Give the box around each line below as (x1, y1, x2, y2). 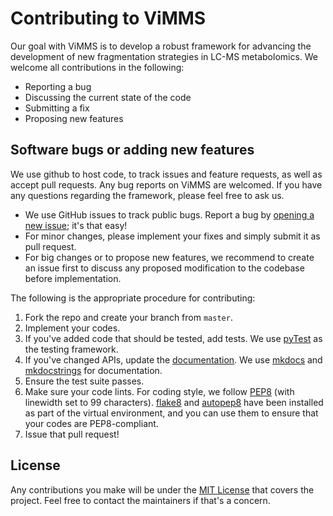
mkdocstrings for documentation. (24, 364, 163, 376)
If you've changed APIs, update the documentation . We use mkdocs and (24, 353, 323, 366)
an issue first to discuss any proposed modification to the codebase (24, 262, 305, 274)
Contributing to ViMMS (10, 7, 207, 30)
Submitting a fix (24, 102, 90, 114)
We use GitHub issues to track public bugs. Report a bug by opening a (24, 208, 315, 221)
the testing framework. (24, 343, 119, 355)
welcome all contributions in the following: (10, 61, 185, 73)
